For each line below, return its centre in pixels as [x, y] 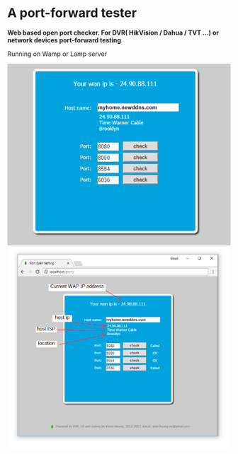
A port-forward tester [72, 13]
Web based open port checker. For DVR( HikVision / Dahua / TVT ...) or [113, 33]
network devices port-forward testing [64, 40]
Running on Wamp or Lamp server [57, 54]
